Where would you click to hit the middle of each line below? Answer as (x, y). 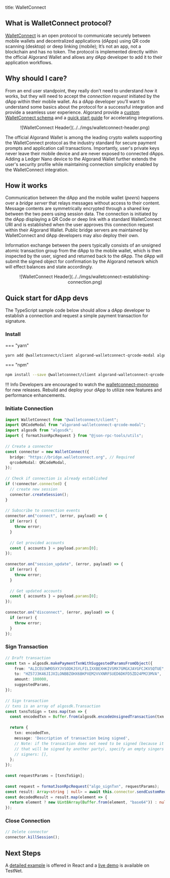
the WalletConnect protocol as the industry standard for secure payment (81, 143)
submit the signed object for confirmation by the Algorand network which (82, 261)
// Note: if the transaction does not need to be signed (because (86, 744)
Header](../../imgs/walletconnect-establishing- (102, 277)
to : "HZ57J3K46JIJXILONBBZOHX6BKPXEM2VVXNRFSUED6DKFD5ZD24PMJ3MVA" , (88, 674)
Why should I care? (36, 78)
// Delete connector (27, 832)
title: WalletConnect (26, 7)
